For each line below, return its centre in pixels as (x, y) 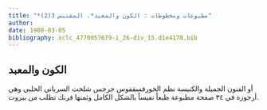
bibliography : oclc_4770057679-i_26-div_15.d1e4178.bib (103, 38)
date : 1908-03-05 (37, 30)
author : (21, 23)
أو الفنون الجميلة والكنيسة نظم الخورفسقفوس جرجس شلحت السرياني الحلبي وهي (131, 89)
